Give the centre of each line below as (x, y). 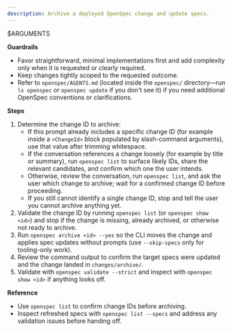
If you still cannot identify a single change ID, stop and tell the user (123, 198)
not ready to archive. (47, 227)
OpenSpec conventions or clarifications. (75, 97)
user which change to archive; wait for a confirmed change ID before (126, 183)
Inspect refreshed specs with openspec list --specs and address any (117, 313)
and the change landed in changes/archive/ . (80, 264)
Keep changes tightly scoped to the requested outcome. (98, 75)
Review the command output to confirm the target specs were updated (119, 257)
